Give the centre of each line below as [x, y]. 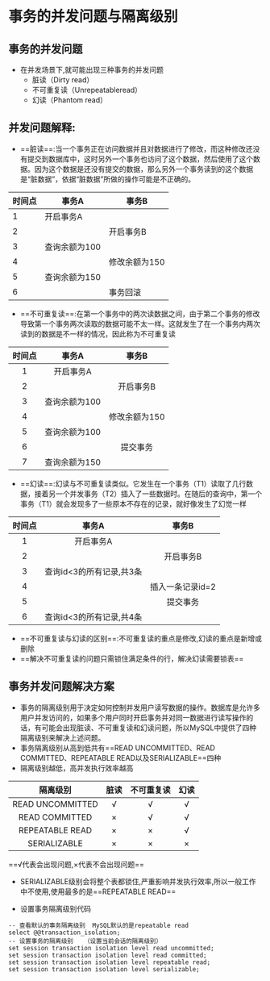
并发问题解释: [42, 128]
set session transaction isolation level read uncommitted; [112, 948]
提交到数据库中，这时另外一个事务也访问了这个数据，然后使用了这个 [140, 159]
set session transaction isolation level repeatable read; [110, 962]
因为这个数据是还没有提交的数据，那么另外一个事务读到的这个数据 [144, 169]
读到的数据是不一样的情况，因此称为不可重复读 [98, 334]
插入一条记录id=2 [183, 587]
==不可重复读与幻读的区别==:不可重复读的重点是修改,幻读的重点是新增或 [141, 638]
